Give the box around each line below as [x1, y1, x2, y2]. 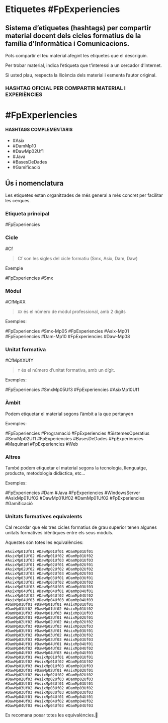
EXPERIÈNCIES [5, 91, 43, 98]
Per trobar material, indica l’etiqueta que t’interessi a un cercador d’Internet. [5, 62, 162, 68]
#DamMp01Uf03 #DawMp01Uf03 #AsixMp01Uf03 [5, 611, 94, 616]
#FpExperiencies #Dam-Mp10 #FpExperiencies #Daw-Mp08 [5, 334, 130, 340]
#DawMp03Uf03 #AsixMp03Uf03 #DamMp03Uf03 [5, 690, 94, 695]
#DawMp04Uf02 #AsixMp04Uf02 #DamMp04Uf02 [5, 699, 94, 704]
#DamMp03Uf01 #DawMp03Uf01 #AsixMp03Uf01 [5, 628, 94, 633]
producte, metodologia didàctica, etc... [5, 470, 86, 476]
